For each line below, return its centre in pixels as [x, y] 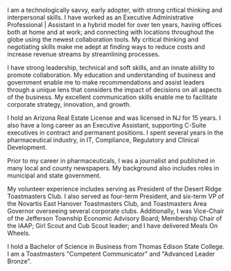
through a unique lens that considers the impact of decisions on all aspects [114, 90]
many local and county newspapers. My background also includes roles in [113, 168]
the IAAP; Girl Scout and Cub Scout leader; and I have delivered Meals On [113, 226]
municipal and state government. [54, 175]
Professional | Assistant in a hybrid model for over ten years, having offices [114, 25]
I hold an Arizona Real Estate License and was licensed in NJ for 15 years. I [114, 118]
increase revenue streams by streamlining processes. [84, 54]
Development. [27, 147]
